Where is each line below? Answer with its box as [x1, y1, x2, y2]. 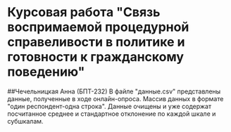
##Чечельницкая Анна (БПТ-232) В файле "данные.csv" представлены [7, 87, 221, 95]
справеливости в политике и [7, 34, 185, 50]
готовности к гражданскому [7, 49, 185, 65]
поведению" [7, 64, 85, 80]
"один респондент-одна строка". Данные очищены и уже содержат [7, 102, 212, 110]
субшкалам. [7, 117, 44, 125]
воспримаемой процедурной [7, 19, 189, 35]
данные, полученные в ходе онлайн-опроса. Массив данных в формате [7, 94, 224, 103]
